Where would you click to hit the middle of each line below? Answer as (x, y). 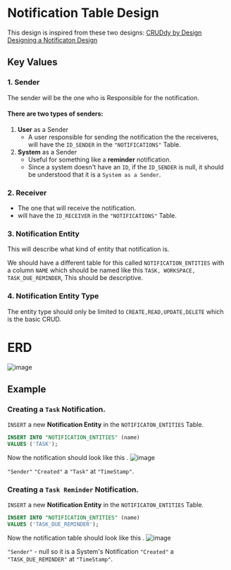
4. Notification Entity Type (53, 296)
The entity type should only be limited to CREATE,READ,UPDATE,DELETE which (115, 311)
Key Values (32, 62)
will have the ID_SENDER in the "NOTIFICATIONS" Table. (105, 144)
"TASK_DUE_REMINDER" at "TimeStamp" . (60, 559)
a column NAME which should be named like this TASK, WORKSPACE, (101, 270)
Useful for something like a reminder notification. (99, 159)
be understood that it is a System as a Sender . (94, 174)
